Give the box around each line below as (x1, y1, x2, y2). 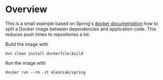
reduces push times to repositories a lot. (5, 31, 90, 37)
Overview (5, 4, 48, 15)
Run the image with (5, 60, 46, 66)
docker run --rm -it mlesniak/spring (5, 70, 86, 75)
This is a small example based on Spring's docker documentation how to (5, 20, 158, 26)
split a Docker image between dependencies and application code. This (5, 25, 156, 32)
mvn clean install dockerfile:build (5, 51, 83, 56)
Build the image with (5, 41, 49, 47)
